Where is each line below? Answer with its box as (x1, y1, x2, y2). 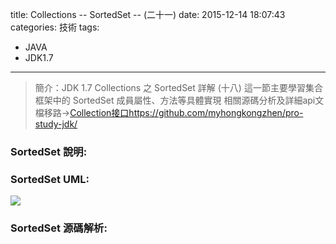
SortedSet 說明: (10, 144, 88, 158)
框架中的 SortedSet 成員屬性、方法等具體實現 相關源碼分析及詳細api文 (34, 94, 325, 106)
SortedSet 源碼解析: (10, 221, 108, 235)
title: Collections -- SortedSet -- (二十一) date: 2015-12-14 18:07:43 (10, 9, 286, 20)
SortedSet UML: (10, 172, 90, 186)
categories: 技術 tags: (10, 21, 100, 33)
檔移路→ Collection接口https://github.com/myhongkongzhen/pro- (34, 107, 304, 118)
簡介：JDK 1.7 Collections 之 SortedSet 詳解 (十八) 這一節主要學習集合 (34, 82, 323, 93)
